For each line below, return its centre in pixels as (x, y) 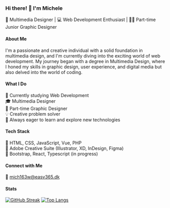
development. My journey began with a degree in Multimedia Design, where (85, 61)
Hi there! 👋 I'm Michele (34, 8)
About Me (16, 39)
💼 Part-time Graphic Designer (36, 108)
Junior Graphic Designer (31, 27)
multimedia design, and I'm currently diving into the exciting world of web (83, 55)
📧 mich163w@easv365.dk (33, 177)
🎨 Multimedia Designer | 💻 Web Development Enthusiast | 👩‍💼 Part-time (81, 20)
